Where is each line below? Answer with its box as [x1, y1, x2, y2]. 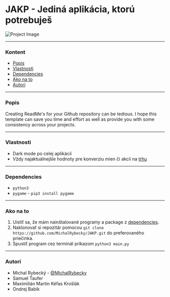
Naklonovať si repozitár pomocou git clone [12, 224, 104, 230]
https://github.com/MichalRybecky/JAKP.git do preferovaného [12, 230, 144, 236]
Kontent [5, 48, 26, 55]
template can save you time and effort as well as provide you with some [5, 116, 155, 122]
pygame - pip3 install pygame [12, 190, 74, 196]
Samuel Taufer [12, 275, 44, 281]
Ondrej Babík [12, 286, 40, 292]
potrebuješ [5, 14, 52, 26]
